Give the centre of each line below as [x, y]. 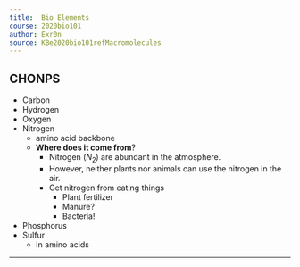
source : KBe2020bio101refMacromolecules [86, 42]
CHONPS [35, 78]
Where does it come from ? [86, 147]
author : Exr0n [36, 34]
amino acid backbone [75, 138]
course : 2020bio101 [46, 26]
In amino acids [62, 244]
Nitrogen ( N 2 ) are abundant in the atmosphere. [135, 158]
